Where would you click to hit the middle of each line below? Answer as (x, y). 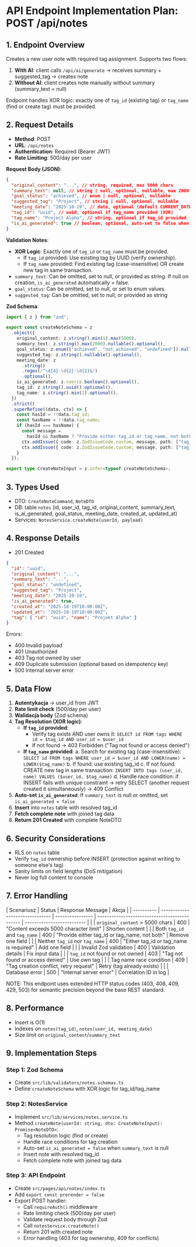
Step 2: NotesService (37, 1104)
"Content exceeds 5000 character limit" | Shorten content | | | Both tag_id (95, 928)
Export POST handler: (41, 1200)
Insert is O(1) (30, 1022)
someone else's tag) (39, 865)
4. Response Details (43, 538)
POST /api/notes (47, 23)
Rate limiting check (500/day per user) (69, 1213)
